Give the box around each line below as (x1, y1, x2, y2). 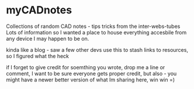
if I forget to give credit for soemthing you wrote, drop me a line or (6, 63, 165, 70)
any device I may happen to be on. (6, 35, 89, 42)
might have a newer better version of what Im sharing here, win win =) (6, 76, 175, 83)
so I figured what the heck (6, 52, 69, 59)
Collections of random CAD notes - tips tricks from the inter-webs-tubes (6, 23, 181, 30)
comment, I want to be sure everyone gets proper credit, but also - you (6, 70, 177, 77)
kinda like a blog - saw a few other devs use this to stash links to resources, (6, 46, 189, 53)
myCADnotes (6, 3, 72, 17)
